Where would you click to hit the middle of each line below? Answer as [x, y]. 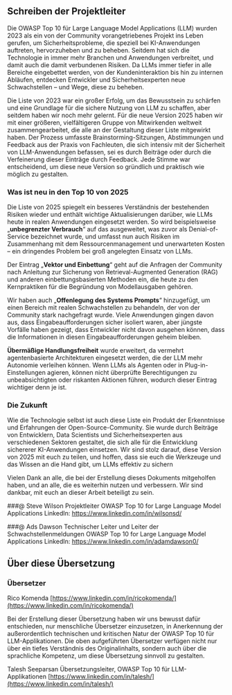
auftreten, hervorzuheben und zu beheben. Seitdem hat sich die [98, 50]
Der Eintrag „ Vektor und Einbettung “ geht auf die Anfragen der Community [115, 265]
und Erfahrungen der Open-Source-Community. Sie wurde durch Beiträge [113, 428]
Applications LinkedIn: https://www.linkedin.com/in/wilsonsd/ [95, 513]
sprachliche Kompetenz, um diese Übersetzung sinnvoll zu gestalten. [106, 656]
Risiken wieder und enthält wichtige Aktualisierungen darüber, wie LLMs [110, 215]
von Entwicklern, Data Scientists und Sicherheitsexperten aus [95, 435]
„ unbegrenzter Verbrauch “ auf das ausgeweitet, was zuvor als [97, 229]
